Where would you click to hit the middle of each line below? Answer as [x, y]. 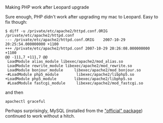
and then [14, 92]
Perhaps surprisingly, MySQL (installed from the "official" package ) [74, 111]
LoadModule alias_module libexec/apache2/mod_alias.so [65, 61]
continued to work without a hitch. [40, 116]
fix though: [16, 22]
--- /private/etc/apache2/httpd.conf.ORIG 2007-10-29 [65, 40]
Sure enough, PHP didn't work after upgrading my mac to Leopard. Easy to [82, 17]
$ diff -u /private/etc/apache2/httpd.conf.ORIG [56, 31]
